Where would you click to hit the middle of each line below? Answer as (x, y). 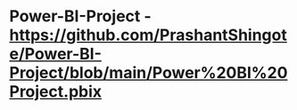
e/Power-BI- (56, 54)
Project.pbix (56, 92)
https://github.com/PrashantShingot (148, 35)
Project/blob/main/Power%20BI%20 (148, 73)
